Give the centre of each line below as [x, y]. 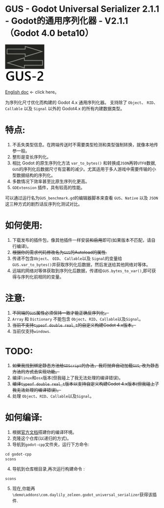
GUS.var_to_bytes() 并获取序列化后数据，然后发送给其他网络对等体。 [81, 264]
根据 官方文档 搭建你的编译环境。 [44, 432]
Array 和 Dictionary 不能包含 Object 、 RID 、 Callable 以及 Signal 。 [78, 319]
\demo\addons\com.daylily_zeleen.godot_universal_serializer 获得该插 [84, 494]
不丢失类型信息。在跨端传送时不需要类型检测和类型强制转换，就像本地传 [85, 144]
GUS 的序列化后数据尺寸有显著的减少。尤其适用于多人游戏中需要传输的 [82, 169]
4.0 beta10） [67, 33]
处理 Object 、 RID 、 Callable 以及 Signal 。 [53, 396]
